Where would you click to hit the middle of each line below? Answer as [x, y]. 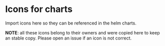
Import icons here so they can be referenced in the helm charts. [71, 23]
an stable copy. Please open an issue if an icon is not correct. [68, 38]
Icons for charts [39, 9]
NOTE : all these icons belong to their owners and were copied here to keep [82, 32]
